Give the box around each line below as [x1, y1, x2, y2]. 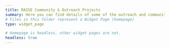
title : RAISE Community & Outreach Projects [5, 7, 101, 13]
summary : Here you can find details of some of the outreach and [5, 12, 146, 17]
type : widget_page [5, 21, 44, 27]
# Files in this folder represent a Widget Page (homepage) [5, 17, 135, 22]
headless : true [5, 35, 37, 40]
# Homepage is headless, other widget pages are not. [5, 31, 121, 36]
